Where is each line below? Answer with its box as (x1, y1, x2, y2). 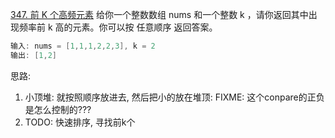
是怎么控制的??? (24, 103, 92, 115)
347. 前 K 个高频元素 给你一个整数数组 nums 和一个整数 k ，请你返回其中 (10, 9, 309, 20)
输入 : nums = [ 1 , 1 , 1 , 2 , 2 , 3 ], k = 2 (10, 41, 156, 51)
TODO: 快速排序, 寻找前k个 (24, 116, 136, 128)
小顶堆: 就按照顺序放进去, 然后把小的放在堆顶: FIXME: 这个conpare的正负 (24, 91, 325, 103)
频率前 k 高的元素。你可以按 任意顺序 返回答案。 (18, 21, 218, 33)
